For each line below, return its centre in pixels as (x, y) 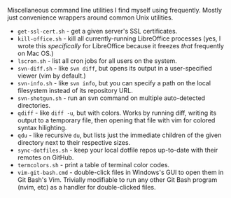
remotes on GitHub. (45, 157)
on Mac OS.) (35, 53)
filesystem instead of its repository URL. (75, 91)
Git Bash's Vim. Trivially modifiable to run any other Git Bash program (117, 180)
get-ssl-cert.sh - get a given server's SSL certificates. (97, 31)
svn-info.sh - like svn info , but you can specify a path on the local (114, 83)
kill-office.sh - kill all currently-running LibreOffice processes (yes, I (119, 38)
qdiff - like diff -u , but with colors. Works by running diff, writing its (117, 113)
